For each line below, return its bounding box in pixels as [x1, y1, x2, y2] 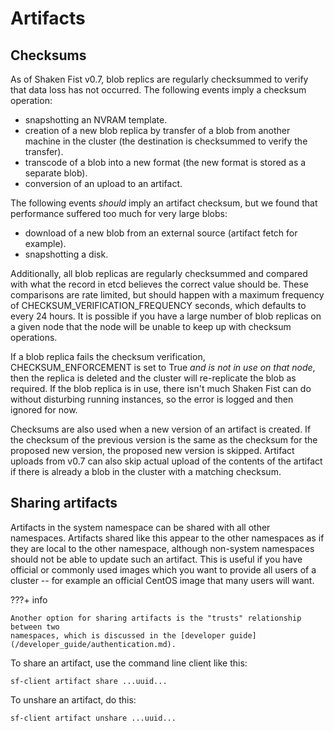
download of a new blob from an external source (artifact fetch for [24, 227, 298, 239]
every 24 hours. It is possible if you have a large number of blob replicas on [10, 310, 322, 322]
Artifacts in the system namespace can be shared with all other [10, 521, 271, 533]
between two [10, 622, 60, 632]
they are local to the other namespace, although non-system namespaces [10, 542, 315, 554]
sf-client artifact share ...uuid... [10, 676, 168, 686]
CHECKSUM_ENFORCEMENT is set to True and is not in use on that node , [10, 362, 316, 373]
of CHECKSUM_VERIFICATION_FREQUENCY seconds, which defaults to [10, 300, 307, 311]
